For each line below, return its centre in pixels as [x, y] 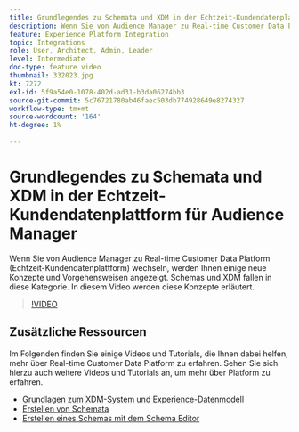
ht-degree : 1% [36, 126]
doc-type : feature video [55, 68]
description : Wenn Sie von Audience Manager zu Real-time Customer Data [147, 26]
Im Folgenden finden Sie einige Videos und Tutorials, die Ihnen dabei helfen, [149, 354]
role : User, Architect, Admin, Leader [81, 51]
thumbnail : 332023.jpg [51, 76]
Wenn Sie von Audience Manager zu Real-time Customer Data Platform [140, 258]
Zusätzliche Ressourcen [78, 332]
